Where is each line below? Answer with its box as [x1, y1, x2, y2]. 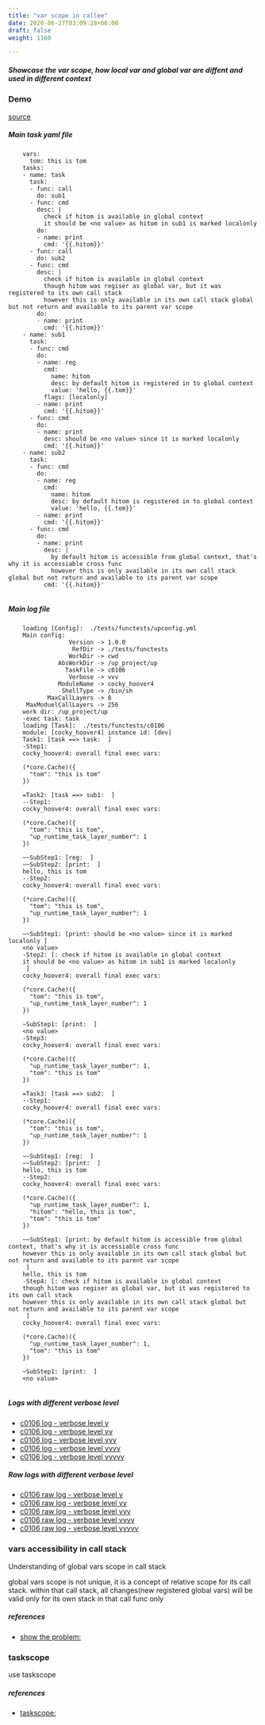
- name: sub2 [22, 449, 66, 456]
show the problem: [19, 1632, 82, 1642]
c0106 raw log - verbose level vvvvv [19, 1523, 139, 1533]
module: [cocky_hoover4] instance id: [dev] [22, 728, 172, 737]
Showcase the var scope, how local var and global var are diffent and [8, 65, 244, 75]
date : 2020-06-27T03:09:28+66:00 [8, 19, 119, 27]
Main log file [8, 604, 50, 614]
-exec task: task [22, 714, 80, 722]
